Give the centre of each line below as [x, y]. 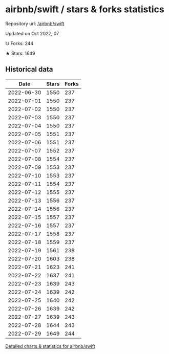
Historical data [29, 69]
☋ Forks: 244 [19, 43]
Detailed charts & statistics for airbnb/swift [50, 346]
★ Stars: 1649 [20, 53]
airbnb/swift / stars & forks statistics [85, 9]
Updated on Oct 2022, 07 [32, 33]
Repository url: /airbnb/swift [35, 24]
